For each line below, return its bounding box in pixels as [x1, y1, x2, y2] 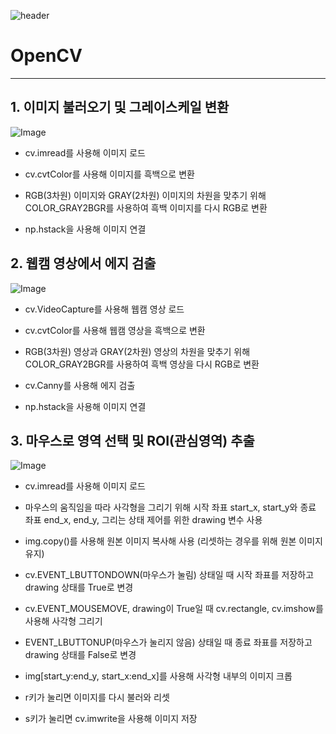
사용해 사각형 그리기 [24, 615, 103, 627]
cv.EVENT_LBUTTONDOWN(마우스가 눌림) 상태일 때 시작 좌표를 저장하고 [24, 569, 315, 581]
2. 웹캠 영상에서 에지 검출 [10, 255, 157, 272]
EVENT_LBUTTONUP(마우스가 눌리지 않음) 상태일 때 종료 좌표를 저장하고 [24, 636, 313, 649]
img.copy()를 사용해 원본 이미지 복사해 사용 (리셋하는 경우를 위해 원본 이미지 [24, 535, 323, 547]
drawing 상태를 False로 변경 [24, 649, 137, 661]
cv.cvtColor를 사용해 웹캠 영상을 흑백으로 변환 [24, 324, 206, 336]
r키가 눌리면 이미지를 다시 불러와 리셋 [24, 691, 170, 704]
